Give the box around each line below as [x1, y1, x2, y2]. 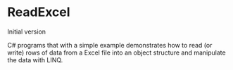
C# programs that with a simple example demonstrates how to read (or [7, 41, 213, 49]
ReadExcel [7, 4, 70, 20]
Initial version [7, 27, 46, 36]
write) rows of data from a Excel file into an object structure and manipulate [7, 48, 227, 57]
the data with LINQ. [7, 55, 63, 64]
